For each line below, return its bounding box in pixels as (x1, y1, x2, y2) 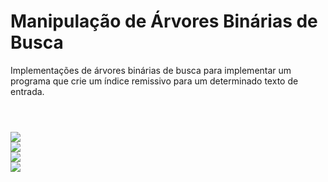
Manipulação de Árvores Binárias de (10, 10, 318, 33)
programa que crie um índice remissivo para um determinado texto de (10, 75, 299, 87)
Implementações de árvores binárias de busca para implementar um (10, 64, 292, 76)
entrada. (10, 85, 45, 97)
